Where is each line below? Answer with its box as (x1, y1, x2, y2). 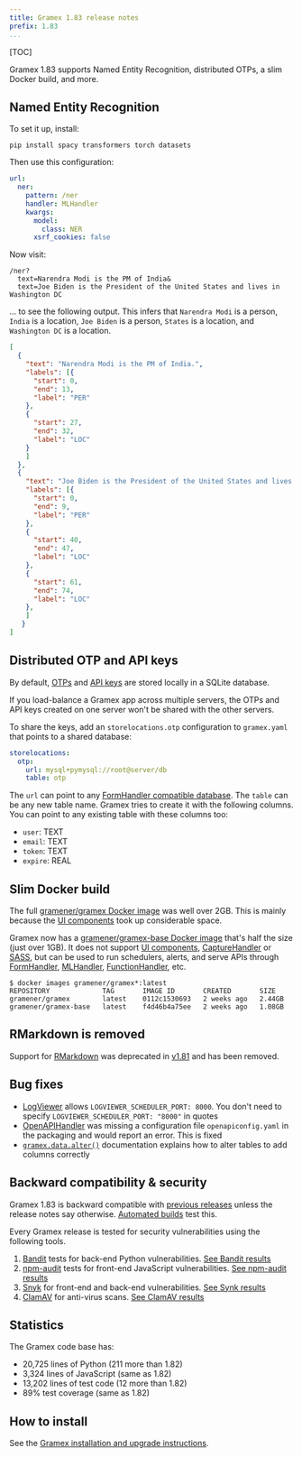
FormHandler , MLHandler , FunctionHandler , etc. (9, 962, 187, 973)
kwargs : (25, 207, 54, 217)
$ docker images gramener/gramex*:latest (9, 979, 168, 988)
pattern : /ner (25, 191, 78, 200)
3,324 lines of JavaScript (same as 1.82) (22, 1369, 172, 1379)
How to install (9, 1414, 88, 1429)
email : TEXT (22, 836, 69, 847)
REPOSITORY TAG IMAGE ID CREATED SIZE (9, 987, 277, 996)
